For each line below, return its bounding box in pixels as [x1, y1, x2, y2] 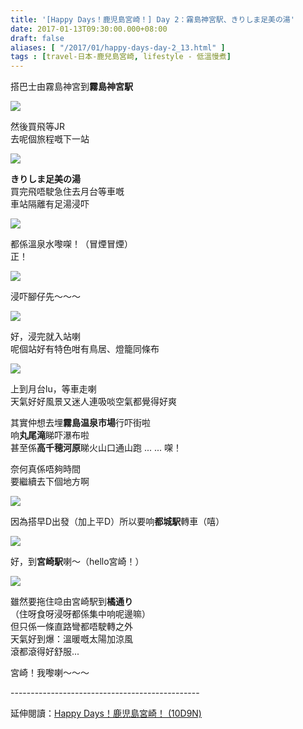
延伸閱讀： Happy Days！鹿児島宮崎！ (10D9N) [10, 707, 202, 720]
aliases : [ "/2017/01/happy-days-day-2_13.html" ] [10, 42, 226, 53]
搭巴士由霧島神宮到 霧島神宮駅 [10, 81, 133, 93]
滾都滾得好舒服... [10, 646, 80, 658]
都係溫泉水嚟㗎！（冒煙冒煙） [10, 238, 133, 250]
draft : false [10, 33, 65, 43]
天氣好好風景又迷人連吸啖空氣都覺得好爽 [10, 396, 177, 408]
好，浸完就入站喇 [10, 331, 81, 343]
